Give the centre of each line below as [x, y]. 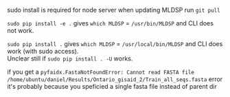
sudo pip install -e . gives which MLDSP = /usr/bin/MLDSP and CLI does [111, 23]
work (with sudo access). [43, 51]
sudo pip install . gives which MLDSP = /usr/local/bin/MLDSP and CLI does [115, 44]
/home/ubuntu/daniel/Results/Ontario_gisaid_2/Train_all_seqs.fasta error [115, 79]
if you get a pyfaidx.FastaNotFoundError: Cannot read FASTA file [101, 72]
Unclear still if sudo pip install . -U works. [70, 58]
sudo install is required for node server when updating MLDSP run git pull [114, 10]
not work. [21, 31]
